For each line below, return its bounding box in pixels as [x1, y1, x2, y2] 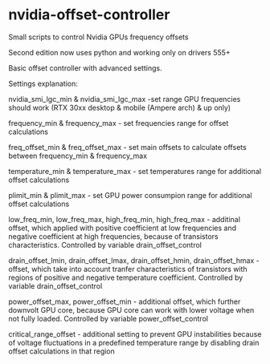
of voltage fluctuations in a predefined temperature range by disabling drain [8, 338, 260, 347]
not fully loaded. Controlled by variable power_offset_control [8, 313, 209, 323]
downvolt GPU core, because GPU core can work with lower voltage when [8, 305, 255, 314]
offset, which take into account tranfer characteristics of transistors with [8, 264, 247, 273]
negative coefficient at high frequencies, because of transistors [8, 231, 219, 241]
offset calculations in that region [8, 346, 115, 356]
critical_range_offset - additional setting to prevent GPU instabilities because [8, 329, 262, 338]
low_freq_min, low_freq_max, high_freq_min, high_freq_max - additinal [8, 214, 241, 224]
